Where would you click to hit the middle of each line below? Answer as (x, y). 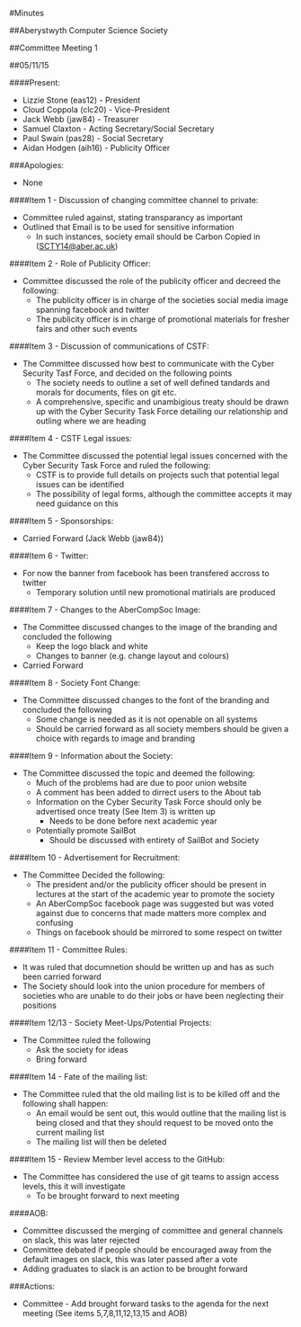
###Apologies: (37, 165)
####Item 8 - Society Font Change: (75, 683)
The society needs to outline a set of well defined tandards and (153, 383)
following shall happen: (65, 1104)
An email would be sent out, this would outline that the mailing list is (161, 1113)
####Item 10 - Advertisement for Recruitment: (95, 857)
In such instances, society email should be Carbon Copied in (148, 236)
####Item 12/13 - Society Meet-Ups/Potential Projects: (111, 1023)
